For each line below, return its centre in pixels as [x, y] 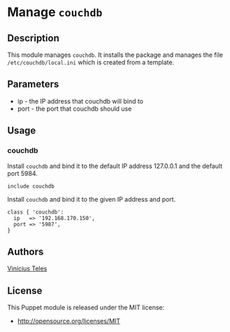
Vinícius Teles [27, 269]
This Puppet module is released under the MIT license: [86, 307]
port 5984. [23, 173]
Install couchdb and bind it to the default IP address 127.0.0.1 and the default [115, 166]
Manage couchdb [55, 12]
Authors [26, 252]
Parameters [33, 84]
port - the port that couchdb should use [74, 109]
